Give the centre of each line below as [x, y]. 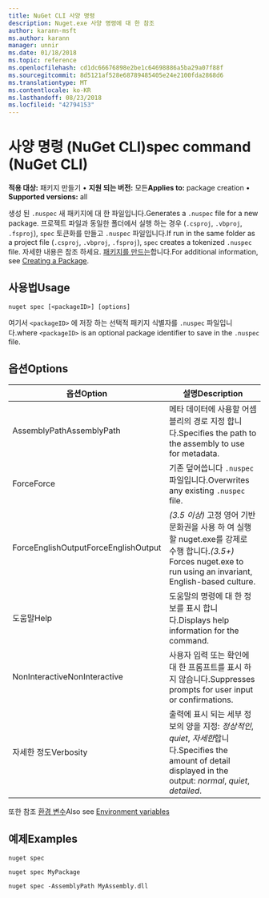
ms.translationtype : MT [48, 82]
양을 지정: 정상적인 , [219, 726]
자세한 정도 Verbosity [50, 752]
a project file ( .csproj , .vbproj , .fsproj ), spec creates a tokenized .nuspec [130, 243]
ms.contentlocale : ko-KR [50, 90]
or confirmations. [201, 700]
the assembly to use [207, 443]
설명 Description [213, 393]
